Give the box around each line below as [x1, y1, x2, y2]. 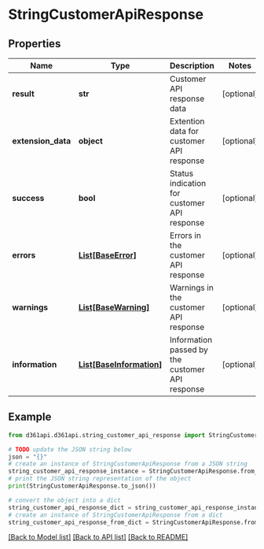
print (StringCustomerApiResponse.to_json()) [8, 482, 156, 490]
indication [170, 178, 207, 188]
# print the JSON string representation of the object [8, 475, 192, 483]
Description [170, 61, 214, 71]
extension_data [12, 135, 71, 147]
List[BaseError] [78, 250, 137, 261]
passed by [170, 344, 208, 355]
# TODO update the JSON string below [8, 445, 132, 454]
